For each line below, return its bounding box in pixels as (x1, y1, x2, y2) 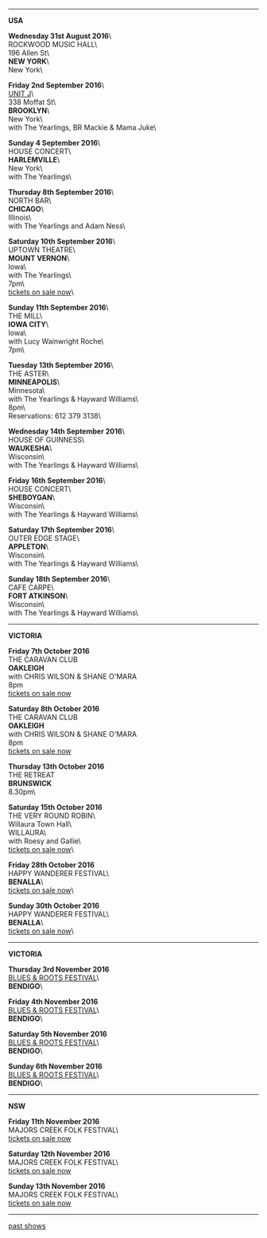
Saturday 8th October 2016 (8, 704, 100, 713)
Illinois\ (8, 212, 32, 222)
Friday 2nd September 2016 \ (8, 80, 105, 90)
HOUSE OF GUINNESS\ (8, 435, 85, 444)
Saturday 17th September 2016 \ (8, 525, 115, 534)
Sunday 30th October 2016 (8, 901, 100, 910)
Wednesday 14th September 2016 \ (8, 426, 126, 436)
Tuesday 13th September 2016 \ (8, 360, 114, 370)
